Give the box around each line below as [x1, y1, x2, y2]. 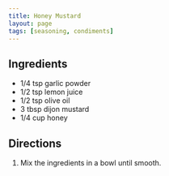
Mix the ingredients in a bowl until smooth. [19, 158, 162, 167]
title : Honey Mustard [8, 11, 82, 20]
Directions [8, 136, 62, 150]
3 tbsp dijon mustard [19, 105, 90, 114]
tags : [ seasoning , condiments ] [8, 27, 114, 35]
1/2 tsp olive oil [19, 96, 70, 105]
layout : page [8, 19, 53, 28]
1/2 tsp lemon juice [19, 87, 83, 97]
